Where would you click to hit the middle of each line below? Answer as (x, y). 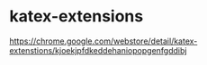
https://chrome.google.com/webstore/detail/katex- (103, 41)
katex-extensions (76, 16)
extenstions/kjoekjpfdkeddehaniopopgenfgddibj (98, 50)
